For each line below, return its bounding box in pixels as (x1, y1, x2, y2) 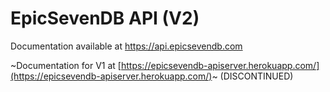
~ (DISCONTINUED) (211, 70, 294, 82)
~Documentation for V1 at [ (10, 59, 122, 71)
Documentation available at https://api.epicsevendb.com (10, 40, 243, 52)
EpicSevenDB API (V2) (10, 7, 200, 30)
